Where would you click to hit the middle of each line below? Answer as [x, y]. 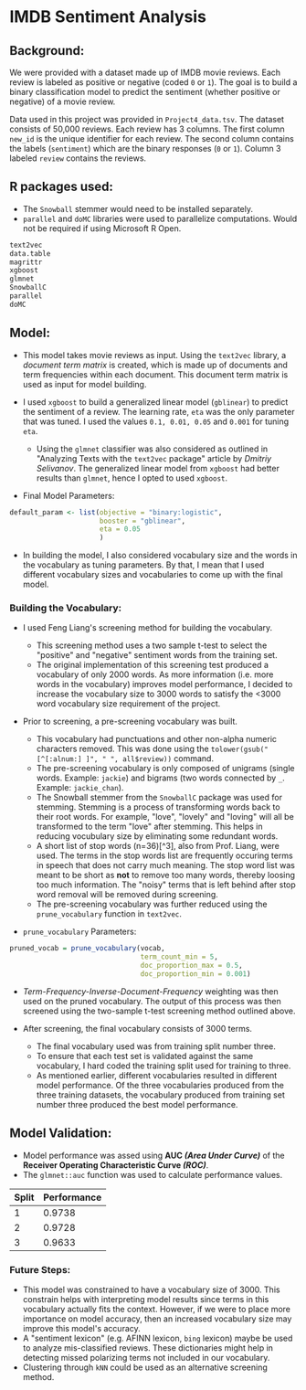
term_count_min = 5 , [179, 957]
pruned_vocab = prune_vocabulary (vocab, [88, 949]
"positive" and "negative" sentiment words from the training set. [157, 655]
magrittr [26, 262]
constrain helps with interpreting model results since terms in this [146, 1300]
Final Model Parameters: [69, 495]
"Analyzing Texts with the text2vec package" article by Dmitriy [154, 458]
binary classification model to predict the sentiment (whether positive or [145, 92]
